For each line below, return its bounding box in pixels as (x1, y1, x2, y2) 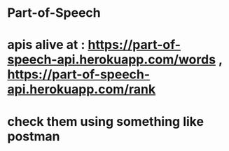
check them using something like (7, 113, 204, 129)
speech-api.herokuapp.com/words (7, 52, 216, 68)
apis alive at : (7, 37, 85, 53)
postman (7, 128, 60, 144)
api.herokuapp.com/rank (7, 82, 156, 97)
